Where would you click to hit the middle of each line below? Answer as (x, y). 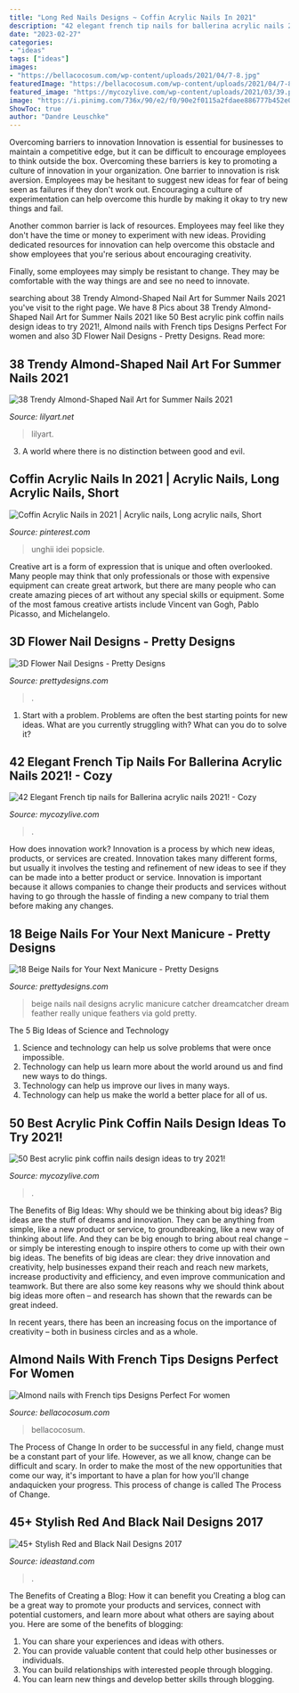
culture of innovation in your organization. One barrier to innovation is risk (145, 171)
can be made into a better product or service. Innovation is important (136, 878)
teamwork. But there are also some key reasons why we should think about (147, 1286)
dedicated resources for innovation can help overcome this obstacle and (142, 245)
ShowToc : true (36, 109)
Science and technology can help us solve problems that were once (146, 1048)
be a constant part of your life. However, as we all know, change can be (140, 1456)
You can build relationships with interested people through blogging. (147, 1669)
